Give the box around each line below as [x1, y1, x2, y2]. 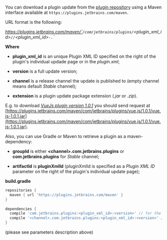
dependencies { [5, 206, 37, 211]
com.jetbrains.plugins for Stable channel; [12, 154, 99, 159]
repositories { [5, 188, 37, 193]
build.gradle [5, 178, 31, 184]
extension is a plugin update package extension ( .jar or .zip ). [12, 93, 138, 99]
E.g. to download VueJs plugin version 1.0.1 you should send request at [5, 103, 151, 109]
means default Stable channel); [12, 83, 77, 89]
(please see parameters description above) [5, 229, 93, 235]
